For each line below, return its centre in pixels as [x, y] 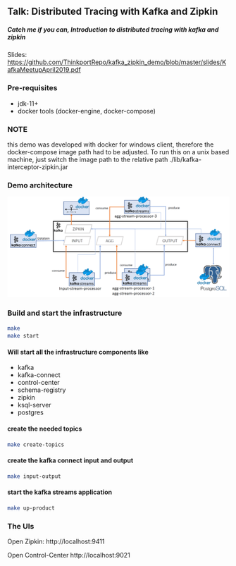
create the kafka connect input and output [70, 460]
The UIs [21, 526]
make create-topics [36, 444]
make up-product [31, 508]
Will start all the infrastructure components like [78, 352]
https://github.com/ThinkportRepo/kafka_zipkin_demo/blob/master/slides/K [117, 62]
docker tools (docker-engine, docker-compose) [87, 111]
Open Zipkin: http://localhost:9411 [56, 541]
